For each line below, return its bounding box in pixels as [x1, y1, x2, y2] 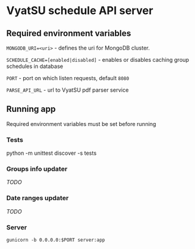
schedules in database [6, 62, 64, 70]
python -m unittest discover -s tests [6, 149, 97, 157]
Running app [6, 104, 56, 114]
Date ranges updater [6, 194, 69, 203]
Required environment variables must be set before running [6, 120, 156, 127]
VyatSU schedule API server [6, 4, 153, 18]
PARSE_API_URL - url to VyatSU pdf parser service [6, 86, 129, 94]
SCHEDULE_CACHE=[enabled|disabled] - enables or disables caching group [6, 56, 189, 63]
